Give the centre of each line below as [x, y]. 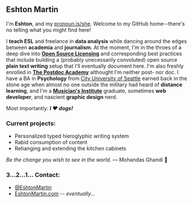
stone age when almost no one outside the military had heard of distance [94, 85]
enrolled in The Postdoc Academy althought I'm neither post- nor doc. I [92, 72]
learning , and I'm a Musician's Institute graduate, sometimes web [86, 90]
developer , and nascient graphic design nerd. [62, 97]
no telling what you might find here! [49, 30]
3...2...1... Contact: [33, 175]
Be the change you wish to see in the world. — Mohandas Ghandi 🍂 [87, 160]
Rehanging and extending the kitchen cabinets [70, 149]
